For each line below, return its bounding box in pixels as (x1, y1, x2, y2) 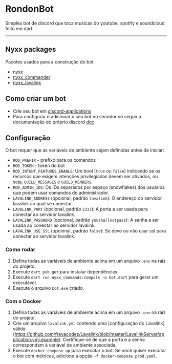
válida (12, 326, 26, 332)
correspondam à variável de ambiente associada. (12, 341, 117, 348)
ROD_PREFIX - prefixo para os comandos (12, 157, 96, 163)
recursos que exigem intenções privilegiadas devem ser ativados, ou (12, 174, 158, 180)
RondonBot (5, 3, 54, 15)
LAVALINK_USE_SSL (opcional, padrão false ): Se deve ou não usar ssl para (12, 228, 166, 234)
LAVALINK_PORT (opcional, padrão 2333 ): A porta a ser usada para (12, 206, 148, 212)
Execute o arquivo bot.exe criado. (12, 285, 84, 291)
